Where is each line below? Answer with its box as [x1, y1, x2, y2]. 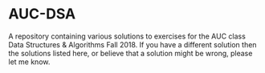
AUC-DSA [8, 5, 76, 23]
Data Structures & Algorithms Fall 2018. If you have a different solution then [8, 39, 257, 49]
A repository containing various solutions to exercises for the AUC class [8, 31, 247, 41]
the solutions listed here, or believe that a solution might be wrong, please [8, 48, 253, 58]
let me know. [8, 57, 51, 67]
